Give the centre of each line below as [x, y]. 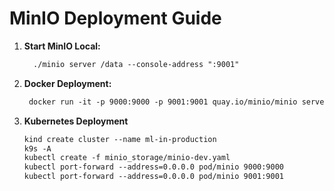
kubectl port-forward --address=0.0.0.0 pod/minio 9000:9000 [154, 167]
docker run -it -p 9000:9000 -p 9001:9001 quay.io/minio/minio [163, 102]
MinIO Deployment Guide [115, 18]
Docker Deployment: [67, 83]
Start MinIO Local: [62, 46]
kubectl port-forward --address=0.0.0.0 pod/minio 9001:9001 [154, 177]
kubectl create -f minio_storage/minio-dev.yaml [127, 158]
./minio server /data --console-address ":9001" [136, 64]
